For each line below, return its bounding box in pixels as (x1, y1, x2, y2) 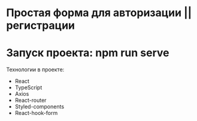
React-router (14, 96, 47, 104)
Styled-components (14, 103, 65, 110)
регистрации (6, 19, 75, 32)
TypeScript (14, 84, 43, 91)
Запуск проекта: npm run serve (6, 46, 169, 60)
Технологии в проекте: (6, 66, 65, 73)
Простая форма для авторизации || (6, 6, 192, 20)
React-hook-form (14, 110, 58, 117)
